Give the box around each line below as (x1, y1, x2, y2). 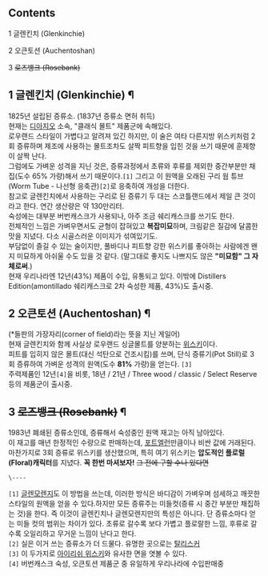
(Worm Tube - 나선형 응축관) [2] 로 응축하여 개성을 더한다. (8, 181, 190, 190)
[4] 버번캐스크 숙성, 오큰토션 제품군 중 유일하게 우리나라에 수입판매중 (8, 559, 224, 569)
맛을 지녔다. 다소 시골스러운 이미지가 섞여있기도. (8, 231, 158, 241)
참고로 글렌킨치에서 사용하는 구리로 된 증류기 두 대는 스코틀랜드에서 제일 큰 (8, 191, 242, 201)
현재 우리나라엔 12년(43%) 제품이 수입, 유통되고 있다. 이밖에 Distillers (8, 271, 226, 281)
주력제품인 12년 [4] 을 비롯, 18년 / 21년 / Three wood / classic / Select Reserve (8, 370, 258, 379)
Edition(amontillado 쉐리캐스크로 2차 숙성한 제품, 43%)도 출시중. (8, 281, 214, 290)
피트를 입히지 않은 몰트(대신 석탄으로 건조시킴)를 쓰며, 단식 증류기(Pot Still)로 (8, 350, 248, 359)
